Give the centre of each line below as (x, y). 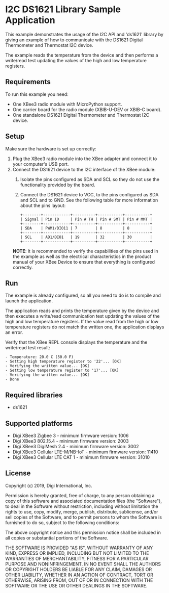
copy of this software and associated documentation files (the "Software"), (84, 501)
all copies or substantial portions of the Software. (57, 538)
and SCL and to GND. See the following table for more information (89, 200)
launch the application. (29, 301)
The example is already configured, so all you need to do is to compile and (83, 295)
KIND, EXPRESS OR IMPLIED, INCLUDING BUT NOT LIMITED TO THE (77, 553)
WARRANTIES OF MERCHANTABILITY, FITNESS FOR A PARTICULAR (77, 558)
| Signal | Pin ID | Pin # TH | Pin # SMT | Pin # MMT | (86, 219)
